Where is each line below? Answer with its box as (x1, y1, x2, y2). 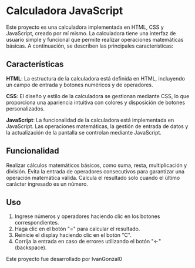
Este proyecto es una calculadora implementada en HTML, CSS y (6, 24, 164, 31)
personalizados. (6, 105, 45, 112)
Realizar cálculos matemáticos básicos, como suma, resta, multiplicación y (6, 162, 187, 169)
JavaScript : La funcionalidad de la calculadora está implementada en (6, 116, 174, 123)
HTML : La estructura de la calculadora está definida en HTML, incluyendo (6, 75, 185, 82)
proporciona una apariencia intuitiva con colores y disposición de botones (6, 99, 186, 106)
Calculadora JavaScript (6, 4, 123, 18)
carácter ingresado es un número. (6, 180, 88, 187)
